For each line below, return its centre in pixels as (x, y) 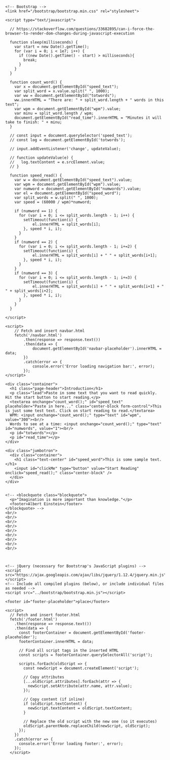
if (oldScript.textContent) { (55, 704)
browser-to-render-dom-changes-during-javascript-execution (70, 33)
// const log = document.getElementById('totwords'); (68, 140)
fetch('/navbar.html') (38, 335)
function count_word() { (36, 82)
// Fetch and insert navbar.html (50, 331)
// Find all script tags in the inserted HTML (69, 650)
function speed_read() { (36, 176)
